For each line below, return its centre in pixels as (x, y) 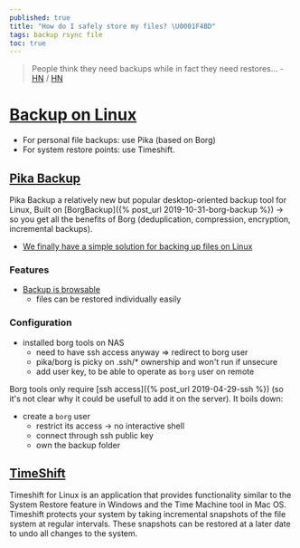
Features (29, 270)
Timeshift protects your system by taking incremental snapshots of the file (148, 514)
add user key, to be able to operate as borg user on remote (145, 371)
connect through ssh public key (94, 435)
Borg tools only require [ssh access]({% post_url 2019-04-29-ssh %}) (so (147, 389)
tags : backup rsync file (56, 34)
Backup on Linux (73, 115)
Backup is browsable (61, 290)
